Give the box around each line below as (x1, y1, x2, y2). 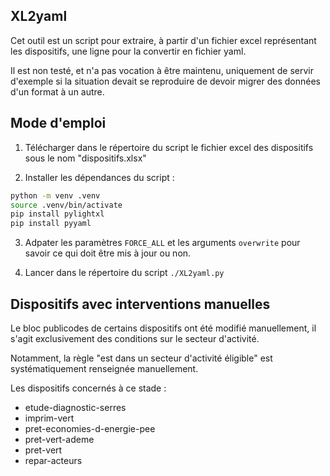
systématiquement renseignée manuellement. (10, 362, 199, 374)
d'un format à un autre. (10, 85, 105, 98)
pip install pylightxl (10, 209, 105, 219)
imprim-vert (24, 412, 75, 424)
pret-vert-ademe (24, 433, 95, 445)
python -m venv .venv (10, 190, 101, 201)
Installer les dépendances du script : (24, 171, 175, 183)
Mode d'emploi (10, 115, 107, 132)
